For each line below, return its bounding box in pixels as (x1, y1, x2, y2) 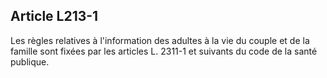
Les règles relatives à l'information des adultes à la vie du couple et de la (10, 34, 310, 46)
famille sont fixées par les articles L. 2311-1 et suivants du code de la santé (10, 45, 318, 57)
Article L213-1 (10, 8, 99, 25)
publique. (10, 55, 50, 68)
